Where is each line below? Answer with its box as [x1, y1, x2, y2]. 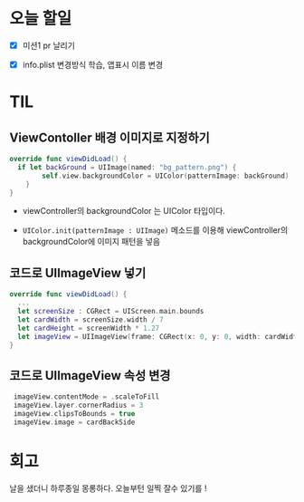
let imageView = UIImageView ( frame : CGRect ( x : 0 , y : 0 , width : [17, 332, 261, 341]
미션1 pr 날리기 [22, 40, 75, 51]
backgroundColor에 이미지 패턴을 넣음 [22, 237, 161, 247]
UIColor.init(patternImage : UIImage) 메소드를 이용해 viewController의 [22, 225, 289, 236]
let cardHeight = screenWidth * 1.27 [17, 323, 160, 333]
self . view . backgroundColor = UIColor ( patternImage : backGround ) [42, 171, 290, 180]
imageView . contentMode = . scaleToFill [13, 392, 160, 401]
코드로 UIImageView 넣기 [9, 265, 147, 281]
